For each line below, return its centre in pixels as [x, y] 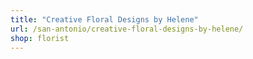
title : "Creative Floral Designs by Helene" [104, 19]
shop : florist [40, 38]
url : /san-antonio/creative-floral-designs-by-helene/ [127, 29]
